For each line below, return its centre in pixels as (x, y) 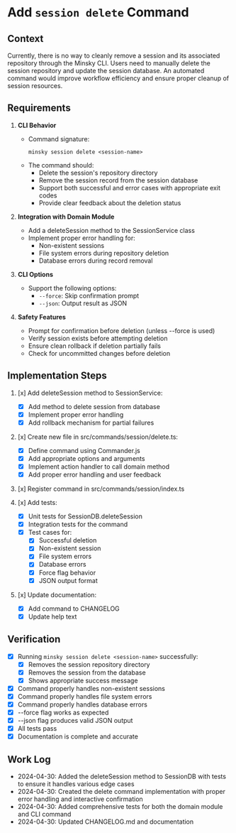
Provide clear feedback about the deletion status (110, 202)
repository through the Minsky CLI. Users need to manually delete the (109, 63)
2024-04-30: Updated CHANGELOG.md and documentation (106, 822)
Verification (34, 639)
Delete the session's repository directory (98, 173)
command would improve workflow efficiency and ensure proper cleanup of (118, 78)
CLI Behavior (37, 125)
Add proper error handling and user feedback (95, 474)
